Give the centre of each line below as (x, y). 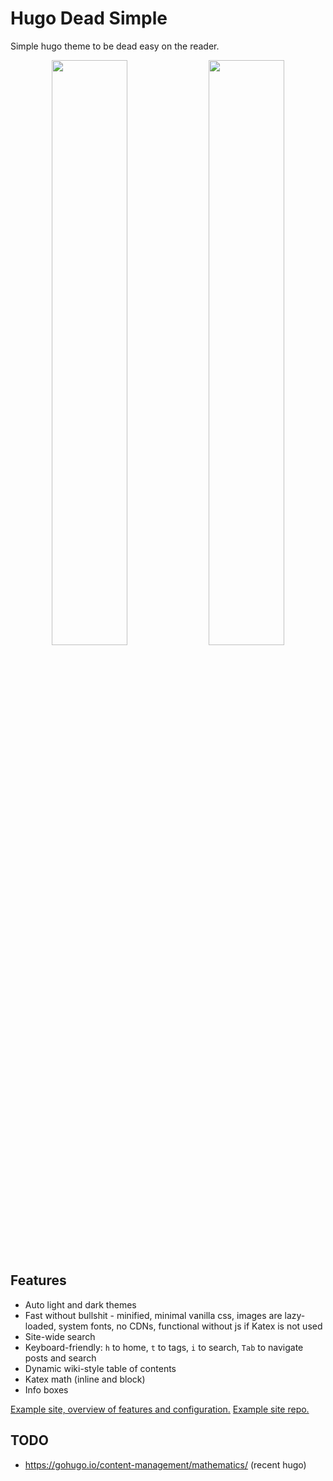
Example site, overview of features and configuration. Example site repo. (160, 1409)
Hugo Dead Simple (89, 18)
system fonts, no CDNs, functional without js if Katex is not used (190, 1326)
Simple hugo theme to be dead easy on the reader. (115, 46)
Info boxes (46, 1389)
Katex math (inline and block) (85, 1379)
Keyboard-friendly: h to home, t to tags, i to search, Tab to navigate (164, 1347)
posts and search (60, 1358)
